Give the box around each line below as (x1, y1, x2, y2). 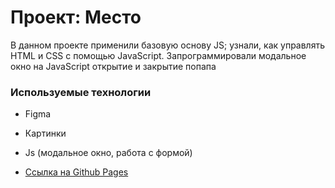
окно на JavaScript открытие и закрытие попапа (10, 60, 217, 72)
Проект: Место (10, 6, 142, 29)
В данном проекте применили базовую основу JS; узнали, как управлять (10, 39, 325, 51)
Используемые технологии (10, 85, 152, 99)
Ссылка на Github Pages (24, 166, 129, 178)
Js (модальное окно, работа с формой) (24, 147, 193, 159)
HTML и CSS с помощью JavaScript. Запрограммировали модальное (10, 49, 307, 61)
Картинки (24, 127, 67, 140)
